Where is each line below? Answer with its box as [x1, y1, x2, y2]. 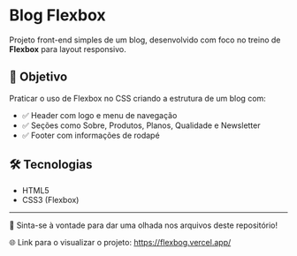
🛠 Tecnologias [9, 157, 93, 172]
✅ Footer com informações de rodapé [21, 130, 161, 140]
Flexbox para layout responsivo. [9, 43, 126, 54]
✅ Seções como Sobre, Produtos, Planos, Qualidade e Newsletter [21, 120, 261, 131]
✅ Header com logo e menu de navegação [21, 109, 178, 120]
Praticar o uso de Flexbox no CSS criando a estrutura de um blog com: [9, 93, 267, 103]
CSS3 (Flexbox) [21, 194, 80, 205]
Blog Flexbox [9, 5, 106, 26]
